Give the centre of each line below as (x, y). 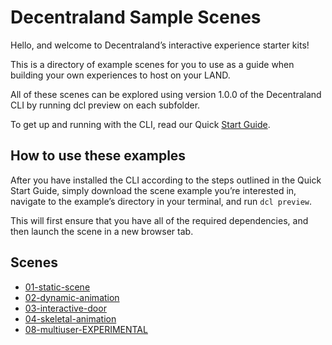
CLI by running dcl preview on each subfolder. (105, 105)
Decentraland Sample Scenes (136, 17)
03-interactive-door (65, 308)
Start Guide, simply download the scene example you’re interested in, (153, 190)
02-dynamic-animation (72, 297)
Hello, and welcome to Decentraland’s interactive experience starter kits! (160, 45)
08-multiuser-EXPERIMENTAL (86, 329)
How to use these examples (98, 156)
